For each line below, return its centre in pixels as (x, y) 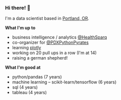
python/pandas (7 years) (37, 77)
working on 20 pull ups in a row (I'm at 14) (54, 53)
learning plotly (27, 48)
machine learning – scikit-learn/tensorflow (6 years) (64, 82)
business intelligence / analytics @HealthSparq (60, 37)
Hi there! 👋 (18, 8)
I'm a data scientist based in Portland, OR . (47, 19)
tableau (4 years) (30, 93)
